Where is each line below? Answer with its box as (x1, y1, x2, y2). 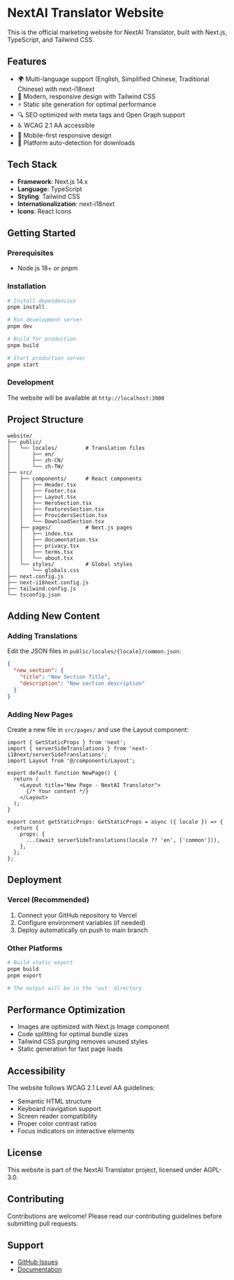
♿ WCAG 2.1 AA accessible (17, 121, 96, 129)
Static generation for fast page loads (17, 1045, 124, 1053)
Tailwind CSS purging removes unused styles (17, 1038, 148, 1046)
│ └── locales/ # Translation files (7, 444, 145, 451)
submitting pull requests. (7, 1219, 79, 1228)
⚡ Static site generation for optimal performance (17, 100, 156, 108)
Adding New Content (7, 610, 100, 623)
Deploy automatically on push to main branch (17, 926, 148, 934)
